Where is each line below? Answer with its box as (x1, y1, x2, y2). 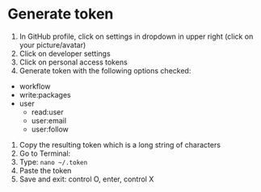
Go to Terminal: (19, 148, 71, 158)
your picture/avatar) (19, 40, 86, 49)
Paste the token (19, 165, 72, 175)
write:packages (19, 90, 71, 99)
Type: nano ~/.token (19, 157, 88, 166)
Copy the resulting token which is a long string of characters (19, 140, 221, 149)
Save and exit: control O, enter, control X (19, 174, 154, 184)
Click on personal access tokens (19, 57, 128, 67)
